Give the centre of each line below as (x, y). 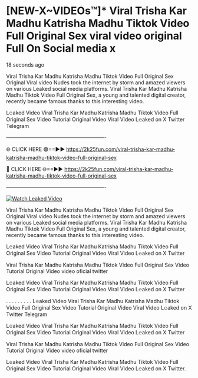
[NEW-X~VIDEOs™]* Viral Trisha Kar (97, 11)
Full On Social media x (61, 49)
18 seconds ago (25, 65)
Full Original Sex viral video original (94, 36)
